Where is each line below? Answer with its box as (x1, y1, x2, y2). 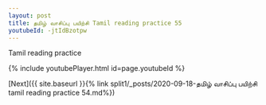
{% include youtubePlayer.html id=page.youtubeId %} (8, 64, 186, 73)
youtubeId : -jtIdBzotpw (8, 26, 88, 34)
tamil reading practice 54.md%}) (8, 88, 115, 98)
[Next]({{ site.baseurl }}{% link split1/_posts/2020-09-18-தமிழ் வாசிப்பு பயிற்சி (8, 79, 258, 88)
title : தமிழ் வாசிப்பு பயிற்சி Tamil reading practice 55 (8, 19, 182, 27)
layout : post (8, 11, 52, 20)
